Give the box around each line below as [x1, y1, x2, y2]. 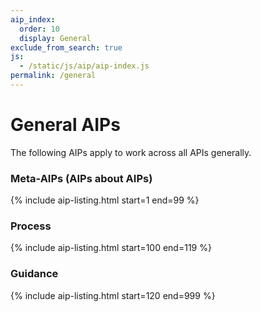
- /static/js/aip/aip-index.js [19, 61, 150, 71]
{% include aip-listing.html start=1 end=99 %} [10, 194, 200, 206]
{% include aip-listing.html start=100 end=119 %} [10, 242, 212, 254]
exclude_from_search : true [10, 42, 123, 53]
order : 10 [19, 24, 60, 34]
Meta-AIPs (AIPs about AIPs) [10, 171, 153, 185]
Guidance [10, 267, 59, 281]
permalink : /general [10, 71, 97, 81]
